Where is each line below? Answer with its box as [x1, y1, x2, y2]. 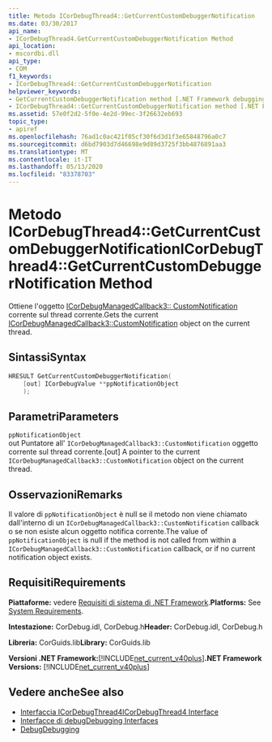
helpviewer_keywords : [8, 87, 82, 96]
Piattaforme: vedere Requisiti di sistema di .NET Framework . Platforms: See [8, 597, 261, 607]
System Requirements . [8, 606, 84, 615]
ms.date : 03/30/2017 [8, 19, 79, 28]
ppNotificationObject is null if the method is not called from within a [8, 535, 237, 545]
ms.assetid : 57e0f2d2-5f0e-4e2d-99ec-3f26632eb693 [8, 110, 183, 119]
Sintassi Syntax [8, 351, 87, 365]
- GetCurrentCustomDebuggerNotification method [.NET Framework [8, 95, 230, 103]
